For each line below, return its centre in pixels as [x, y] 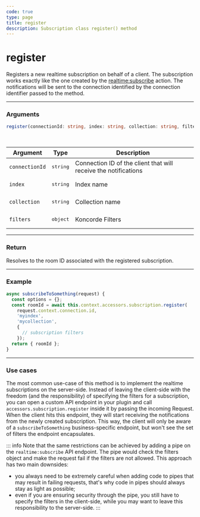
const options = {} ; [37, 299]
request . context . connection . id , [57, 311]
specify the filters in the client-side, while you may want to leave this [99, 501]
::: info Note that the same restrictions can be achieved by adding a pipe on [98, 445]
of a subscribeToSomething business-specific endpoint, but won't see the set [100, 428]
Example [19, 281]
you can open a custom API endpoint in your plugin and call [79, 402]
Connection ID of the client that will [124, 163]
